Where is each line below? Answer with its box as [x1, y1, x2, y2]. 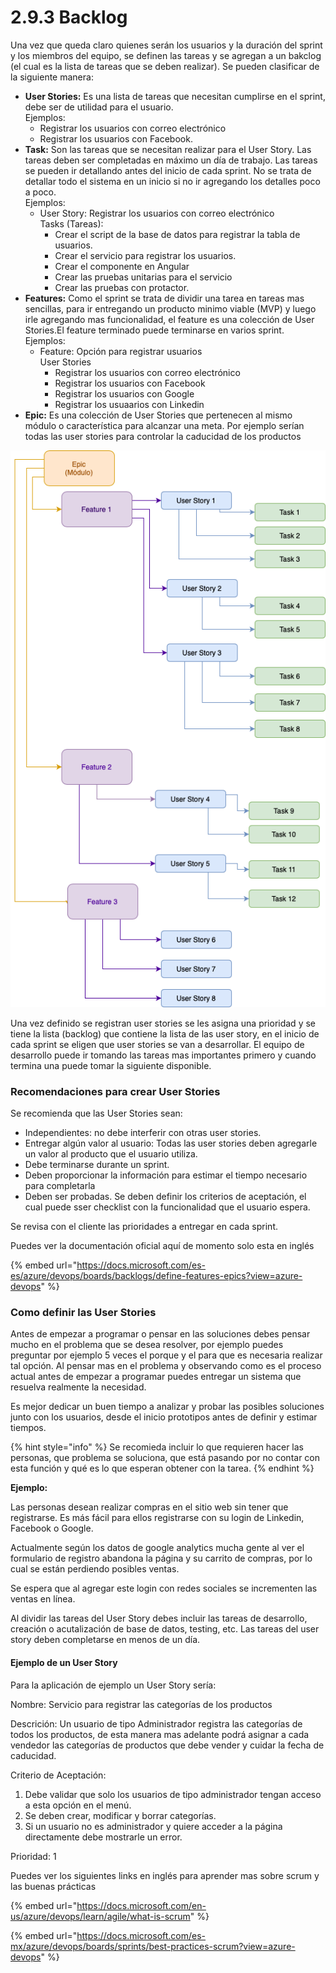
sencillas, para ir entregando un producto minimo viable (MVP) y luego [24, 302, 317, 315]
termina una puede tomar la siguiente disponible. [10, 1059, 212, 1071]
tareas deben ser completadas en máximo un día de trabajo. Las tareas [24, 154, 318, 166]
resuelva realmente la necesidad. [10, 1381, 147, 1393]
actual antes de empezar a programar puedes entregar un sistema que [10, 1371, 302, 1383]
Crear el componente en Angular [54, 260, 190, 272]
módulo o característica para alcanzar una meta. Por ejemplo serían [24, 419, 305, 431]
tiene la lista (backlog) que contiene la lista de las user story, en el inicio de [10, 1027, 320, 1040]
